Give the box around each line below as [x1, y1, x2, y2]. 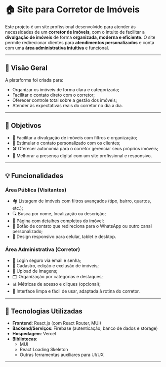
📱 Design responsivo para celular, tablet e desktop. [12, 234, 116, 240]
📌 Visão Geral [5, 64, 48, 72]
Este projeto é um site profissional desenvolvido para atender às [5, 23, 136, 30]
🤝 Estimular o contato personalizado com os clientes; [12, 140, 121, 146]
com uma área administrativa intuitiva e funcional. [5, 45, 110, 51]
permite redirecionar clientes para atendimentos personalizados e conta [5, 39, 155, 45]
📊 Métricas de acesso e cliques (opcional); [12, 281, 101, 287]
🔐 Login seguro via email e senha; [12, 257, 82, 263]
